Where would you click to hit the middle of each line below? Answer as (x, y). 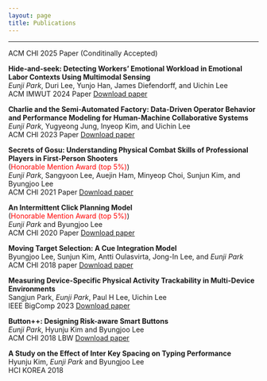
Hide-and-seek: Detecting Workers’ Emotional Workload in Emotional (125, 68)
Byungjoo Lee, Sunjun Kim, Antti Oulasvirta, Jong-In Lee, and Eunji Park (126, 256)
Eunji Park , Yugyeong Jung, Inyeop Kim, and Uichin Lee (99, 126)
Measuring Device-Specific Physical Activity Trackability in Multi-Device (132, 280)
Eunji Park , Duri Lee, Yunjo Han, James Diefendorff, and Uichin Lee (118, 85)
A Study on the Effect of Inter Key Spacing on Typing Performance (120, 353)
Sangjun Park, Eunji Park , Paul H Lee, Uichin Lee (87, 297)
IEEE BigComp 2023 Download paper (69, 306)
